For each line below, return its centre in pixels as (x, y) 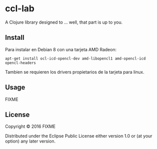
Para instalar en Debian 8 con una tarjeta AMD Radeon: (61, 49)
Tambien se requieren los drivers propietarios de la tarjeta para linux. (75, 72)
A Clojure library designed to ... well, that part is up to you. (64, 22)
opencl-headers (21, 63)
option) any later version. (30, 141)
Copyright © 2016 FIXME (30, 126)
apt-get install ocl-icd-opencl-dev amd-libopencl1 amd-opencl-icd (76, 59)
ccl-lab (20, 9)
